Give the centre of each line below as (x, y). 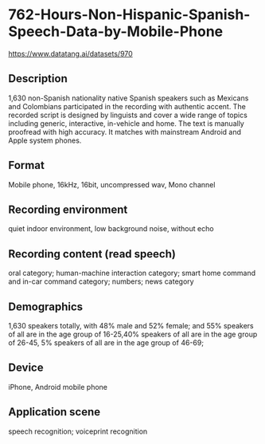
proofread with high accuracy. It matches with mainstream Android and (125, 132)
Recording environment (68, 209)
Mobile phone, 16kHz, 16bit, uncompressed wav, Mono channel (112, 184)
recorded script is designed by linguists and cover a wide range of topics (128, 115)
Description (38, 79)
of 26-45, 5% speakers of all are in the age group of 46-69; (106, 343)
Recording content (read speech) (92, 254)
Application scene (55, 412)
